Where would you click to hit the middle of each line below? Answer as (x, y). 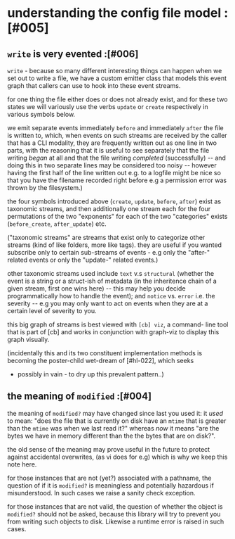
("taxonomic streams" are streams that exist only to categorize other (106, 237)
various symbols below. (41, 114)
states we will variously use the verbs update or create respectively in (108, 107)
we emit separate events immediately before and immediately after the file (116, 128)
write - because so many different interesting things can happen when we (115, 71)
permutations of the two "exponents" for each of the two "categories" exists (117, 216)
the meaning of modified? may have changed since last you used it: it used (115, 413)
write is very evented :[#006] (73, 54)
